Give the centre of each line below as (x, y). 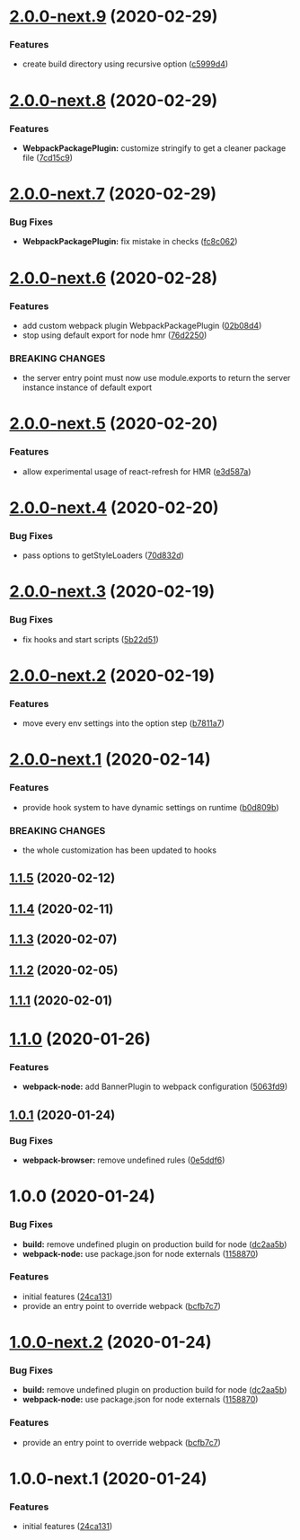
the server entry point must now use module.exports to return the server (156, 378)
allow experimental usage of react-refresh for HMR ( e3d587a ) (137, 471)
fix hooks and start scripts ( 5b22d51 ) (90, 639)
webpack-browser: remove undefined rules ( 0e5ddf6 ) (124, 1160)
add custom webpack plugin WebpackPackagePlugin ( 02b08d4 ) (142, 325)
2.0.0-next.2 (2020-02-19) (112, 675)
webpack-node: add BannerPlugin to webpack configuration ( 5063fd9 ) (155, 1087)
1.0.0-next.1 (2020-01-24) (108, 1478)
